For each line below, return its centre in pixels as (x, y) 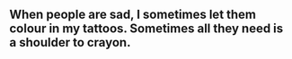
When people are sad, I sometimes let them (133, 15)
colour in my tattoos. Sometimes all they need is (146, 29)
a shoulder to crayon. (70, 42)
